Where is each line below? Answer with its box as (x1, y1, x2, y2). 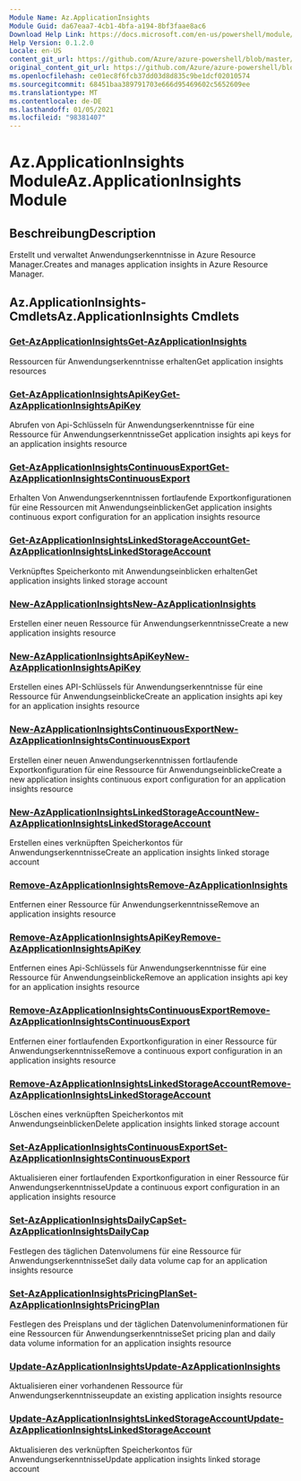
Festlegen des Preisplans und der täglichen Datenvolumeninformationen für (9, 1319, 288, 1329)
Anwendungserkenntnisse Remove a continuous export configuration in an (9, 1045, 283, 1056)
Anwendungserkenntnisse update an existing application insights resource (9, 1390, 282, 1401)
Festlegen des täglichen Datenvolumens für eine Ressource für (9, 1245, 242, 1257)
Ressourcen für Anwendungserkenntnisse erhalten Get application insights (9, 355, 284, 366)
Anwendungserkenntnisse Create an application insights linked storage (9, 846, 271, 857)
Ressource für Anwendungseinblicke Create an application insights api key (9, 691, 283, 702)
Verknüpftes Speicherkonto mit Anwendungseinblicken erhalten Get (9, 565, 258, 576)
